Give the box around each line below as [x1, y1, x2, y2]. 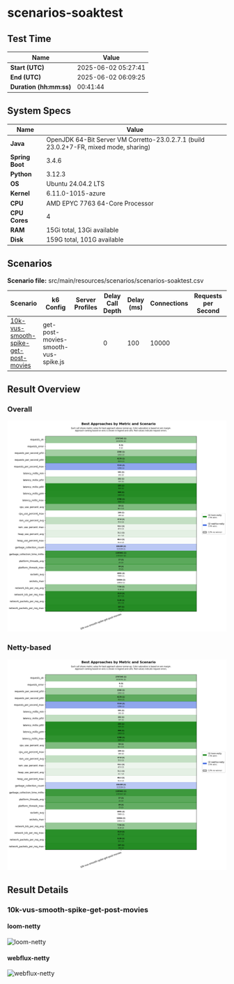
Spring [10, 152, 31, 161]
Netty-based [7, 642, 52, 652]
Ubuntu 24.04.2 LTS [46, 179, 105, 188]
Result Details [7, 883, 69, 895]
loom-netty [7, 922, 41, 930]
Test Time [7, 33, 52, 45]
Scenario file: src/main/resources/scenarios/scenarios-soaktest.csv [7, 276, 204, 284]
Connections [150, 299, 189, 308]
